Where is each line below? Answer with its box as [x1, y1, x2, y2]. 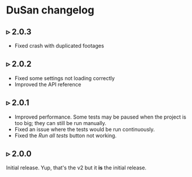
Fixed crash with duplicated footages [14, 42, 104, 49]
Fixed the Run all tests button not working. [14, 132, 117, 139]
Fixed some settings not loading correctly [14, 74, 115, 82]
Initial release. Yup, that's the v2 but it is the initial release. [6, 164, 147, 171]
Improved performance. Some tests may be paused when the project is [14, 113, 186, 120]
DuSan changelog [6, 4, 95, 17]
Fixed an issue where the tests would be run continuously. [14, 126, 155, 133]
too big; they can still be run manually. [14, 119, 107, 126]
